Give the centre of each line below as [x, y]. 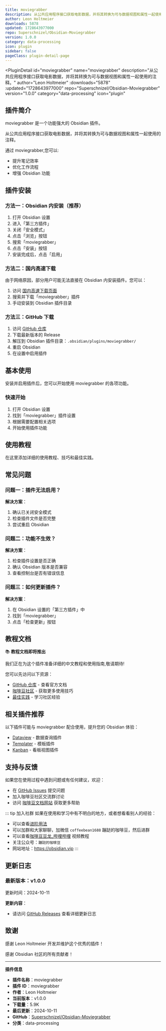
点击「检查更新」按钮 [34, 622]
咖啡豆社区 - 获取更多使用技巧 [43, 691]
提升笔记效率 [25, 161]
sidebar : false [21, 51]
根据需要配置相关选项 [34, 421]
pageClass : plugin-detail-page [37, 56]
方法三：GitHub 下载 [30, 317]
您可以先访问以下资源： [29, 674]
